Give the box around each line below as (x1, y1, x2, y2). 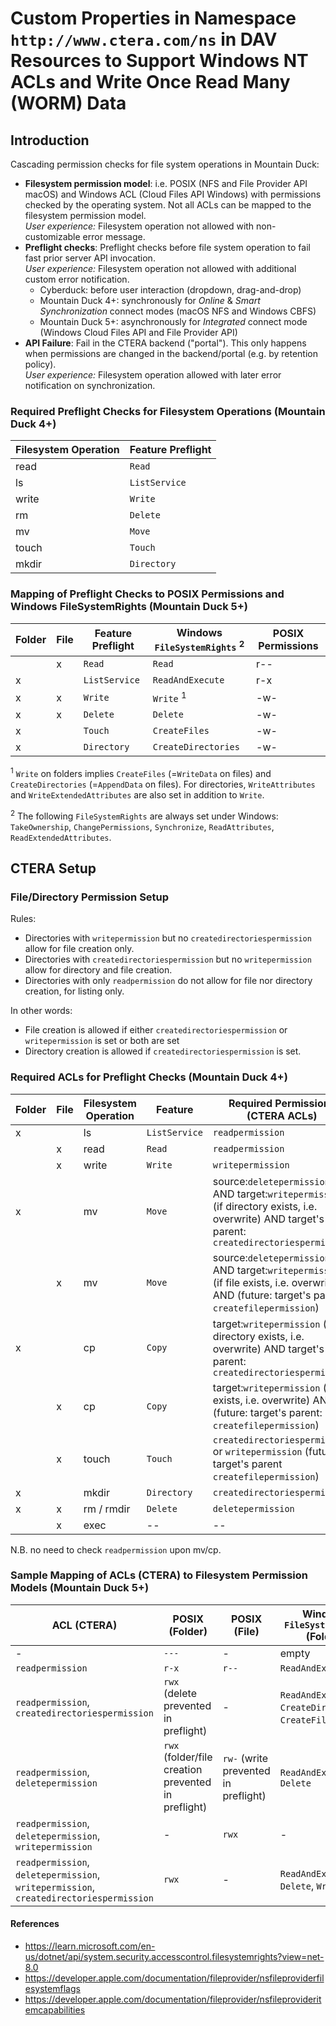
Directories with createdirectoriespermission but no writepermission (24, 953, 312, 966)
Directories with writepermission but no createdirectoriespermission (24, 932, 312, 944)
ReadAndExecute (152, 674, 225, 686)
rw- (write (222, 1751, 269, 1765)
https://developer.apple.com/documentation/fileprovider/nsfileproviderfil (24, 1972, 325, 1984)
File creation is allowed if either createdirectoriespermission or (24, 1024, 288, 1036)
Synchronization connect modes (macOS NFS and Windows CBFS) (39, 305, 317, 317)
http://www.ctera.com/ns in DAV (10, 28, 278, 51)
